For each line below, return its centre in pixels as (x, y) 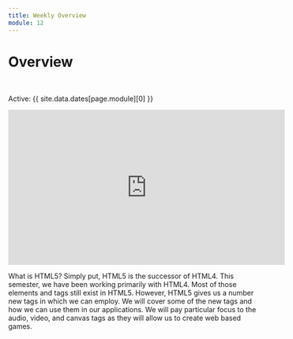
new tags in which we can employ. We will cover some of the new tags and (130, 301)
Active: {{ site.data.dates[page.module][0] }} (81, 99)
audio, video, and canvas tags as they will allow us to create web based (125, 318)
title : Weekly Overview (47, 15)
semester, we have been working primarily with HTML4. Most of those (122, 285)
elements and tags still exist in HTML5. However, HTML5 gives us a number (131, 293)
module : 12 (26, 23)
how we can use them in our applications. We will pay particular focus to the (132, 310)
